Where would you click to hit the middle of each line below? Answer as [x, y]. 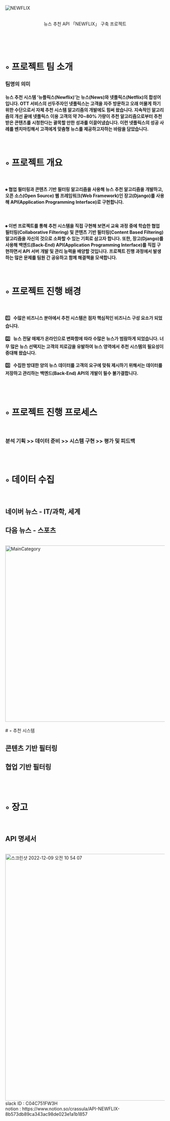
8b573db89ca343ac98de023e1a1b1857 [46, 1114]
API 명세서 [21, 839]
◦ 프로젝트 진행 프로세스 [51, 412]
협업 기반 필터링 [28, 767]
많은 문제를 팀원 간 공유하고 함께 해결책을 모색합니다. [66, 258]
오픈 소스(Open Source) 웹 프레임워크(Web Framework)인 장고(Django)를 [80, 196]
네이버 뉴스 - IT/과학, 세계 [43, 511]
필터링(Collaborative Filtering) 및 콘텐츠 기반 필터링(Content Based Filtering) [84, 232]
